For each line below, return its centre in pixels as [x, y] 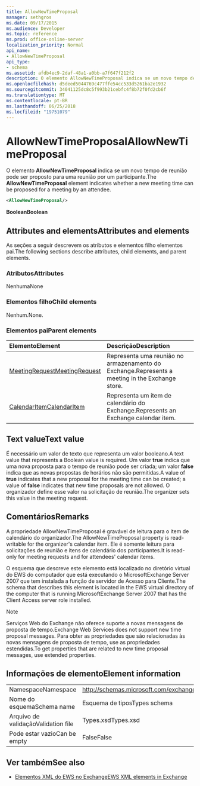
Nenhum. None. [25, 315]
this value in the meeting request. [47, 498]
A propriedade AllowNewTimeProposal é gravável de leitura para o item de [98, 531]
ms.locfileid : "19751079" [38, 112]
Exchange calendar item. [141, 418]
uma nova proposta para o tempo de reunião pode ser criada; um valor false [100, 466]
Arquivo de [24, 717]
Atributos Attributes [35, 273]
